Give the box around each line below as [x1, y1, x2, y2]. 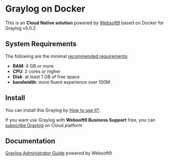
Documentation [5, 137, 56, 145]
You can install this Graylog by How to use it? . [5, 107, 101, 113]
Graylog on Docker [5, 3, 86, 15]
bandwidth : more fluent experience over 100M [12, 79, 110, 85]
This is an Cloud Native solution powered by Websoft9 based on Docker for [5, 20, 164, 26]
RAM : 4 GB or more [12, 63, 54, 69]
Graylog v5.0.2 [5, 25, 36, 31]
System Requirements [5, 40, 77, 48]
